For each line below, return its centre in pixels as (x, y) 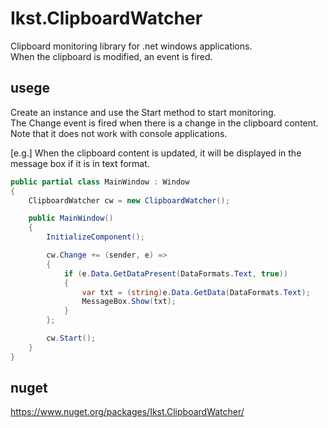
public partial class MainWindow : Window (100, 182)
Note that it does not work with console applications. (119, 133)
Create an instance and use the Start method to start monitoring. (143, 112)
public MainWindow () (71, 218)
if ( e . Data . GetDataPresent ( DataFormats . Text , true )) (176, 273)
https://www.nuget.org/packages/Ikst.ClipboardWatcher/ (127, 412)
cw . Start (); (71, 338)
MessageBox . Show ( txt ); (129, 302)
